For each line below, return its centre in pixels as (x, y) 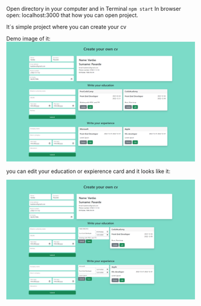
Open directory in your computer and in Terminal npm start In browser (94, 9)
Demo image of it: (28, 38)
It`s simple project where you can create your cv (66, 27)
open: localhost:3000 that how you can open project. (72, 15)
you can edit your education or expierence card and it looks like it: (88, 171)
